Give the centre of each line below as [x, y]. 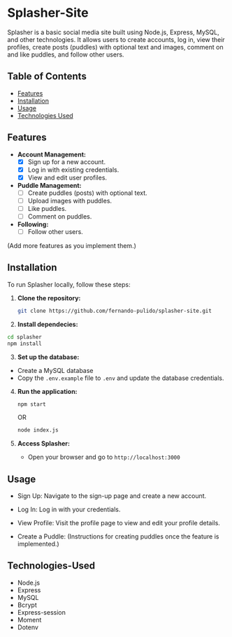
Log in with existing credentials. [73, 170]
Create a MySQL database [55, 370]
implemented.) [38, 544]
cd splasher [24, 337]
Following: [33, 224]
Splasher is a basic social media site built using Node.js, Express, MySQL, [113, 32]
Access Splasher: [43, 444]
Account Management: [51, 154]
